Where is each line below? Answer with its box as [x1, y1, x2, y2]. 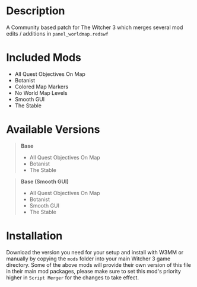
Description [6, 4, 65, 18]
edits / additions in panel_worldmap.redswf [6, 30, 109, 37]
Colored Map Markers [14, 83, 69, 90]
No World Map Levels [14, 89, 68, 96]
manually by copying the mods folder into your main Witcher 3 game [6, 255, 171, 262]
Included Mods [6, 51, 81, 65]
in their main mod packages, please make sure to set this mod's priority [6, 267, 181, 275]
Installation [6, 229, 63, 243]
